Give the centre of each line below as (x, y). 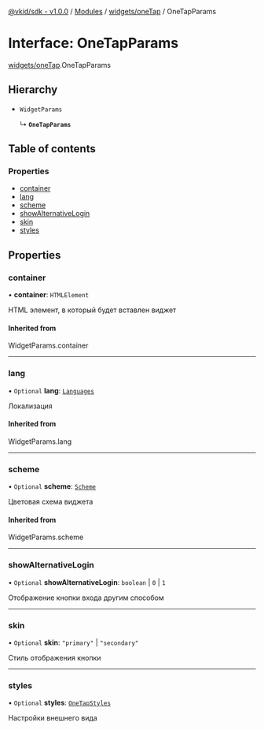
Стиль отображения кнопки (55, 657)
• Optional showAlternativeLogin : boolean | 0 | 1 (87, 582)
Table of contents (52, 149)
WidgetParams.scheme (46, 537)
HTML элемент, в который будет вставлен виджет (92, 310)
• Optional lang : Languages (51, 390)
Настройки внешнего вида (53, 718)
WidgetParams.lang (40, 441)
